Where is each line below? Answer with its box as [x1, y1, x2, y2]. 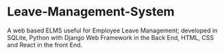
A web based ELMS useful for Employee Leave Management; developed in [7, 26, 218, 34]
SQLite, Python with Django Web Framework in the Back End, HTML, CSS [7, 33, 214, 41]
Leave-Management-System [7, 4, 175, 20]
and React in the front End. [7, 40, 83, 49]
